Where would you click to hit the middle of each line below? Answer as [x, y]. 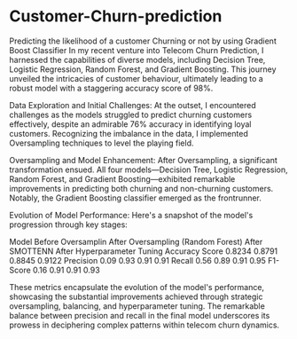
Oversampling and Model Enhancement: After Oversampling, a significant [143, 160]
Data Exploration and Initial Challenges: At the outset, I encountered [133, 105]
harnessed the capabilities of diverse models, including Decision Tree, [137, 59]
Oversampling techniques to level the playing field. [102, 143]
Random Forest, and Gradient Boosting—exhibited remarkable [122, 178]
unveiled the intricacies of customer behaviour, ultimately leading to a [136, 78]
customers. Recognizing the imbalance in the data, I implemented [129, 133]
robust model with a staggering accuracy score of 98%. [111, 88]
